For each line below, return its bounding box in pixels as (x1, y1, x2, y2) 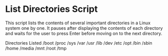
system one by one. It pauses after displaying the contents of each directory (5, 25, 163, 31)
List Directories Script (5, 3, 98, 15)
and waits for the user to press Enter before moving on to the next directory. (5, 30, 162, 36)
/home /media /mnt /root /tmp (5, 45, 67, 51)
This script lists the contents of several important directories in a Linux (5, 20, 151, 26)
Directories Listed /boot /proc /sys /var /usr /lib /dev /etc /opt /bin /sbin (5, 40, 152, 46)
